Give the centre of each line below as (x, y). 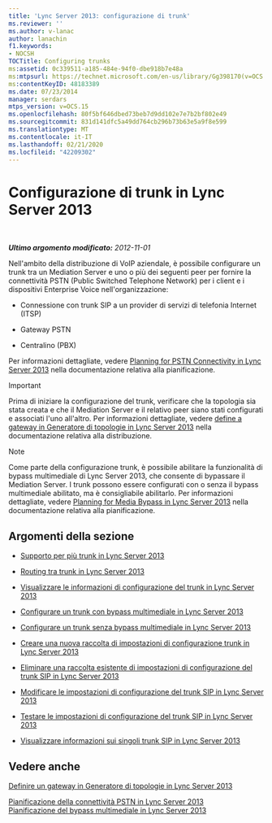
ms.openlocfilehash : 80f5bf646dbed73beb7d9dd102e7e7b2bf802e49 (118, 115)
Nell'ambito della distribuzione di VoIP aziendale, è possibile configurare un (135, 263)
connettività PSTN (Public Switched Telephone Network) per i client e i (127, 281)
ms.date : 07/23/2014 (43, 91)
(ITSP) (31, 314)
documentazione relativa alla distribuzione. (80, 436)
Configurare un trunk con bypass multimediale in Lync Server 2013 (132, 612)
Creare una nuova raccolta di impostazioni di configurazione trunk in (135, 643)
